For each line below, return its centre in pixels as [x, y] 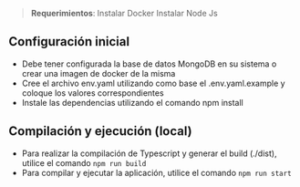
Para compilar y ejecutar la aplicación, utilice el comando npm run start [157, 172]
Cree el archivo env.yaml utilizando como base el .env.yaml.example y [153, 83]
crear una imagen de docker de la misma [98, 73]
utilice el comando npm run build [84, 162]
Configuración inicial [69, 42]
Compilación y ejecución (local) [100, 131]
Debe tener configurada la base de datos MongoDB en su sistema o [149, 64]
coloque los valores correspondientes [93, 93]
